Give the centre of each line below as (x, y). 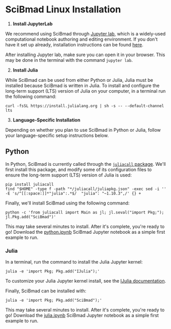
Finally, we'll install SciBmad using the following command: (68, 203)
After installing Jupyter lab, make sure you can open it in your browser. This (85, 55)
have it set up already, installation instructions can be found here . (74, 44)
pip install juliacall (30, 184)
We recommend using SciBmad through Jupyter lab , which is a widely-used (85, 33)
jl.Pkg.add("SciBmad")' (31, 217)
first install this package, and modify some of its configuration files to (79, 169)
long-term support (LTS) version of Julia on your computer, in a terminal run (85, 91)
